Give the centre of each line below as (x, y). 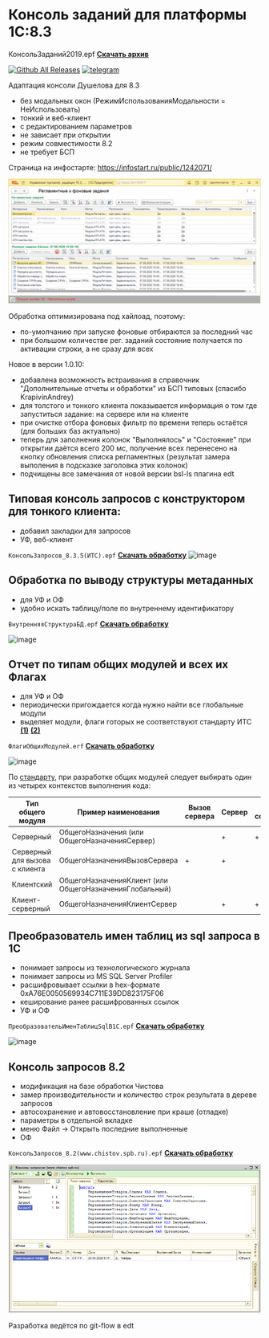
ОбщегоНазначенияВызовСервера (118, 860)
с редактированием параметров (76, 126)
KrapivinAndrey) (47, 397)
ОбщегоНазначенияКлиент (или (113, 880)
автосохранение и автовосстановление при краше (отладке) (124, 1112)
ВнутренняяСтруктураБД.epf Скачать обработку (89, 623)
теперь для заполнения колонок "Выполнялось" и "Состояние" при (135, 440)
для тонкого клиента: (65, 512)
